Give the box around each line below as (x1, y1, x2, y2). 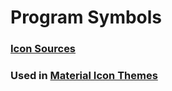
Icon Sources (10, 42, 77, 56)
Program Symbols (10, 6, 163, 29)
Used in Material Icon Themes (10, 69, 158, 83)
